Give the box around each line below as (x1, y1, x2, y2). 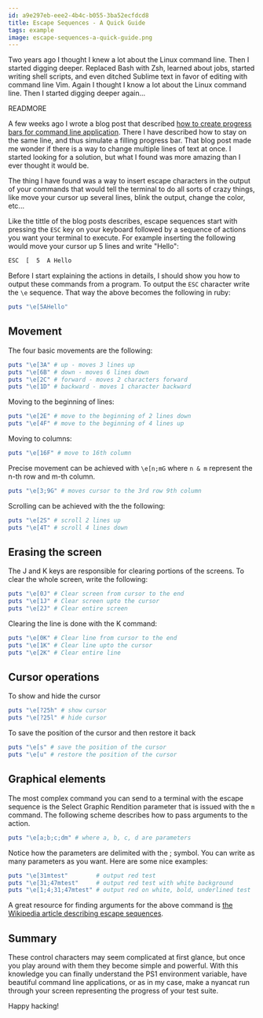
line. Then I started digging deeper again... (8, 88, 146, 98)
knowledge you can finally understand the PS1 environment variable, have (8, 969, 247, 979)
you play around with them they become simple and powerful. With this (8, 961, 239, 971)
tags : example (8, 26, 55, 34)
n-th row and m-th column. (8, 472, 96, 481)
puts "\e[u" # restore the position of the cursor (8, 751, 177, 759)
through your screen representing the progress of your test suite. (8, 986, 219, 996)
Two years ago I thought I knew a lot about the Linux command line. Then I (8, 55, 250, 65)
